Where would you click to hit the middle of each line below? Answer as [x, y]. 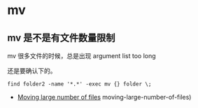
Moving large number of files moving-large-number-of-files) [104, 97]
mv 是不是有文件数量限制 [61, 38]
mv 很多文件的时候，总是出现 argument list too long [82, 56]
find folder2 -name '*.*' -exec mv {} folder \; [79, 84]
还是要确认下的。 [32, 71]
